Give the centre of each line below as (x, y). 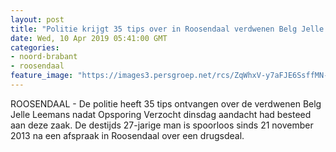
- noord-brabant (44, 57)
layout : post (37, 19)
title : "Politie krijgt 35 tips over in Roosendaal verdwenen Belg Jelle (167, 29)
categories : (35, 47)
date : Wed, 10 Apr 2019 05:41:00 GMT (89, 38)
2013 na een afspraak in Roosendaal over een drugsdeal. (127, 135)
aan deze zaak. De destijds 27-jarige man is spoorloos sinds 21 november (162, 125)
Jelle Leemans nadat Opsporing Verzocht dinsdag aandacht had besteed (161, 114)
